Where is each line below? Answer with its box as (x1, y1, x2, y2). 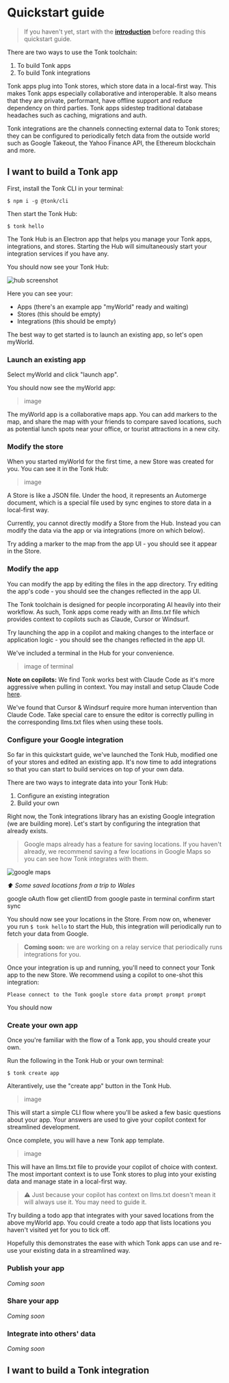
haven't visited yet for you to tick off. (7, 1226, 111, 1234)
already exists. (7, 826, 49, 834)
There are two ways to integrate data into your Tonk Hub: (7, 778, 168, 786)
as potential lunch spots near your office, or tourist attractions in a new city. (7, 425, 220, 433)
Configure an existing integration (16, 791, 109, 799)
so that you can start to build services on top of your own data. (7, 765, 185, 773)
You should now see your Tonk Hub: (7, 263, 109, 271)
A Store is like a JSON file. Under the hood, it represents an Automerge (7, 492, 207, 500)
